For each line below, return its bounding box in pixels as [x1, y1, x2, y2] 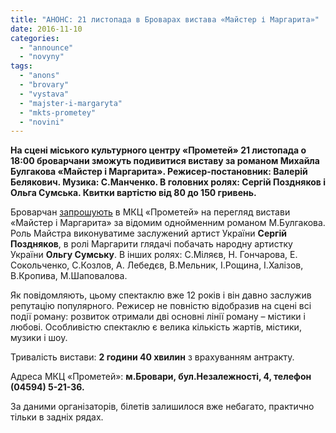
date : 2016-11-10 [10, 24, 83, 34]
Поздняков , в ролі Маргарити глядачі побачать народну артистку [10, 238, 293, 250]
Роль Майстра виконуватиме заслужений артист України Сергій [10, 227, 288, 240]
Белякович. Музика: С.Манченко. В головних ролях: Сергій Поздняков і [10, 176, 326, 188]
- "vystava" [19, 89, 70, 99]
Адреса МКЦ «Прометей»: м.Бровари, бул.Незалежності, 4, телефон [10, 371, 312, 383]
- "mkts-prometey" [19, 107, 97, 118]
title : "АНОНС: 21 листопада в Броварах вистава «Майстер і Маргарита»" [10, 14, 320, 25]
